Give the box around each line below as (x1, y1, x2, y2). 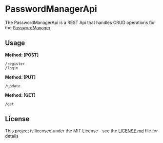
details (5, 133, 19, 139)
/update (5, 83, 21, 88)
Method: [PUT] (5, 74, 36, 80)
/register (5, 61, 25, 66)
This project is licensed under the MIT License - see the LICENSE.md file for (5, 128, 158, 134)
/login (5, 65, 19, 70)
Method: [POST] (5, 52, 39, 58)
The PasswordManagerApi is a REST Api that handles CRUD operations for (5, 20, 155, 25)
